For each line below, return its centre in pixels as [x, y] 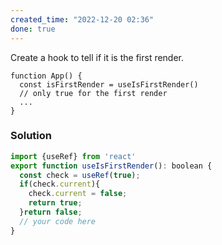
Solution [31, 136]
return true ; [55, 203]
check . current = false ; [78, 194]
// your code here [58, 221]
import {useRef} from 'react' [73, 156]
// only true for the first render [93, 93]
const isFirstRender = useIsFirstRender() [109, 84]
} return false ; [51, 212]
